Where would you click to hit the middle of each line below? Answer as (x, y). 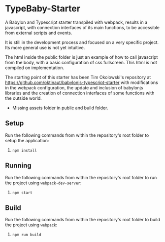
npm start (22, 193)
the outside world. (23, 98)
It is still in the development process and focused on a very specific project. (82, 42)
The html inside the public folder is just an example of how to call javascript (82, 57)
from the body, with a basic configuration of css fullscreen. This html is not (81, 62)
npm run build (27, 235)
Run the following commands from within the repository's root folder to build (82, 220)
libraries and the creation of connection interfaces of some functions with (80, 93)
